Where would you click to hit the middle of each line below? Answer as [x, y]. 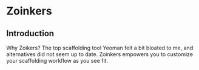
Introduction [30, 33]
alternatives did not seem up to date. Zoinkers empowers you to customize [99, 54]
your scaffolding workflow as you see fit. [57, 61]
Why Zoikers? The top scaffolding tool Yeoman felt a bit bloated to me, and [100, 48]
